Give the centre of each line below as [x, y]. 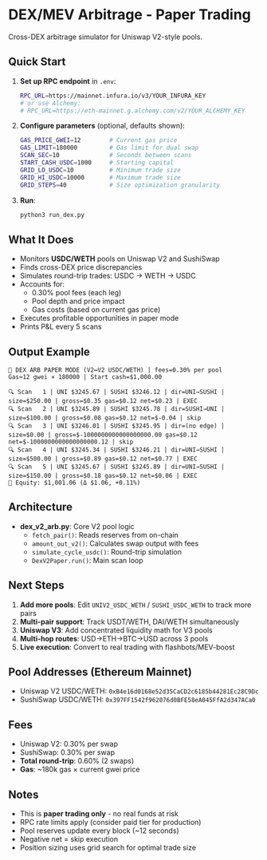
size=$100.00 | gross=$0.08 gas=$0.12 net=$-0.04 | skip [105, 418]
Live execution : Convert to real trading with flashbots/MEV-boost [127, 647]
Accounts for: [42, 284]
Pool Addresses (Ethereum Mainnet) [100, 672]
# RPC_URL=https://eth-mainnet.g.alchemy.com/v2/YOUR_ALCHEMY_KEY [132, 110]
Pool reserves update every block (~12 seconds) [99, 830]
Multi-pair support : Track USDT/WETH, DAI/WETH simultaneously [129, 621]
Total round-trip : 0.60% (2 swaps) [77, 761]
